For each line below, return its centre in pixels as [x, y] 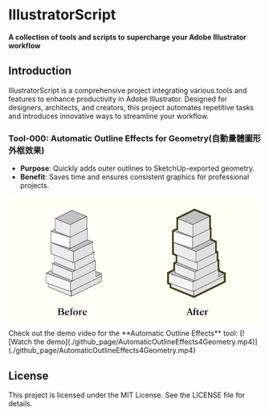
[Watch [20, 342]
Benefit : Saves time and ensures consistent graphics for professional [134, 177]
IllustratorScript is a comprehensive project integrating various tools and [128, 90]
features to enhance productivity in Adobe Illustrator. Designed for [118, 99]
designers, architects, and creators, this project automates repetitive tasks [131, 107]
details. [20, 404]
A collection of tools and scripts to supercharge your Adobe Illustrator [128, 37]
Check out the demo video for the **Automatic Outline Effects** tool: [123, 333]
